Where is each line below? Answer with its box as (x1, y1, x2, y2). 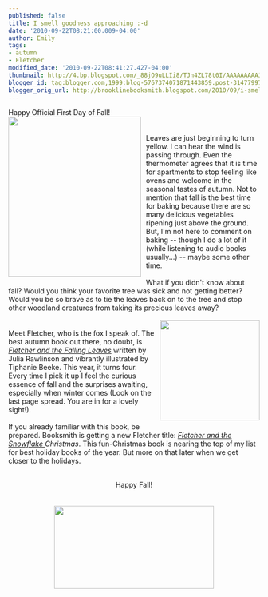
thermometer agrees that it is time (146, 159, 258, 169)
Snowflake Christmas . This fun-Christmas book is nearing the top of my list (8, 439, 257, 448)
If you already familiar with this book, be (8, 422, 140, 432)
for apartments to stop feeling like (146, 167, 257, 177)
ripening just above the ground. (146, 218, 249, 228)
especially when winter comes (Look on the (8, 388, 152, 398)
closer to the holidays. (8, 456, 81, 466)
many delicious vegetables (146, 209, 234, 220)
